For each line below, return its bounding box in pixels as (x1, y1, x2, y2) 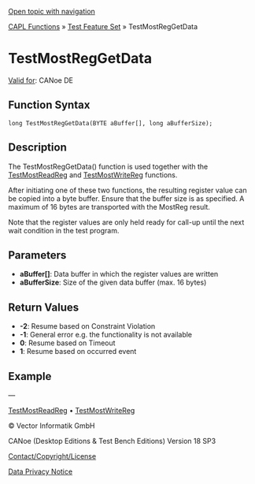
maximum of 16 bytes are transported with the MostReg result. (8, 202, 211, 211)
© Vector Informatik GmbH (8, 421, 95, 430)
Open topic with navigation (8, 7, 96, 16)
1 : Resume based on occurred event (19, 347, 137, 356)
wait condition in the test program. (8, 225, 120, 235)
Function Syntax (8, 99, 91, 112)
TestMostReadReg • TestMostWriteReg (8, 406, 135, 415)
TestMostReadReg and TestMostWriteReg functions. (8, 169, 178, 180)
